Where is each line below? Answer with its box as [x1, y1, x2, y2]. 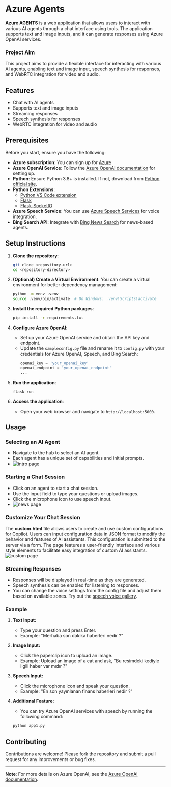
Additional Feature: [12, 698, 54, 704]
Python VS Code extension [20, 192, 77, 198]
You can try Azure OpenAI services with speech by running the [20, 708, 153, 714]
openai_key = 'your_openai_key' [20, 361, 89, 366]
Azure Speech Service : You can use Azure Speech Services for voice [12, 208, 160, 214]
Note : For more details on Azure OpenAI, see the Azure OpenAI [5, 771, 138, 777]
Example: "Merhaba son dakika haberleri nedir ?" [20, 633, 124, 639]
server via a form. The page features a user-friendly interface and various [5, 541, 160, 548]
